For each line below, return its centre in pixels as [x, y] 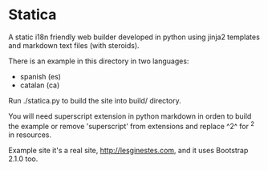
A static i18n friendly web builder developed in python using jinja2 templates [134, 37]
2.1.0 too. [23, 159]
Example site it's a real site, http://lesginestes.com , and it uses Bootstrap [128, 150]
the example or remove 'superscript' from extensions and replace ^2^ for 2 [132, 125]
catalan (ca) [40, 85]
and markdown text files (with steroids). [74, 45]
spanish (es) [41, 76]
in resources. [30, 135]
